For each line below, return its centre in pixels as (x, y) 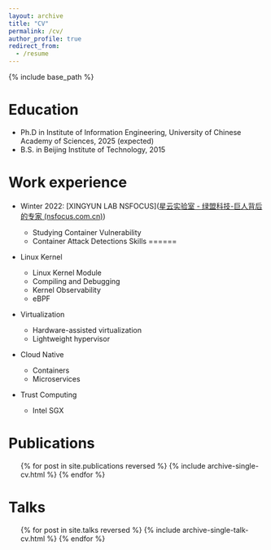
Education (44, 110)
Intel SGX (48, 410)
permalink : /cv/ (36, 31)
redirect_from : (34, 46)
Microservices (56, 378)
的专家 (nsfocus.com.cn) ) (63, 216)
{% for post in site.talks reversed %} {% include (101, 530)
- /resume (32, 54)
